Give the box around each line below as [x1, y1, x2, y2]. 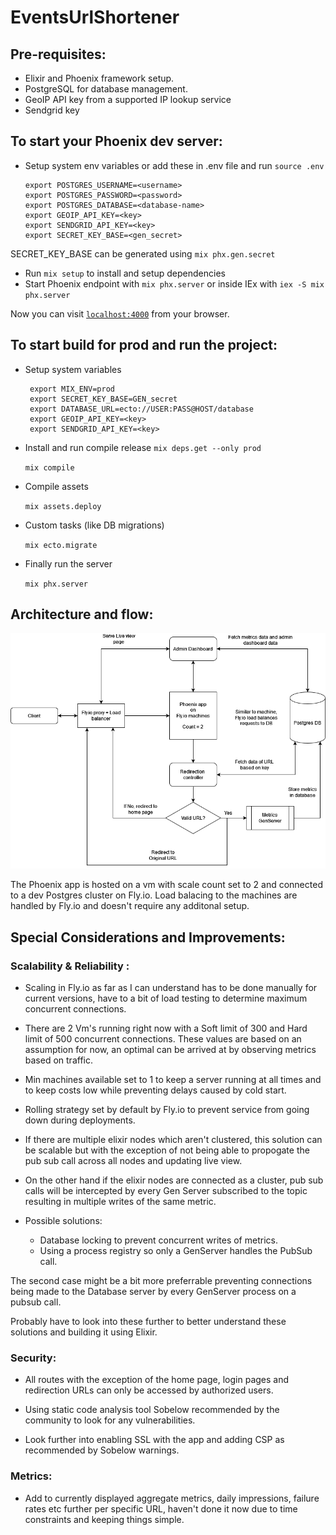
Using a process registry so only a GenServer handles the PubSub [39, 1245, 313, 1257]
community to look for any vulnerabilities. [24, 1414, 196, 1426]
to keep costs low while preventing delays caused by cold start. [24, 1084, 287, 1096]
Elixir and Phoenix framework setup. [24, 72, 175, 84]
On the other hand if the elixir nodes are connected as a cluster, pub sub [24, 1174, 324, 1186]
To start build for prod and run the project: [10, 337, 278, 354]
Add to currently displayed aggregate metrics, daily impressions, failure [24, 1492, 320, 1504]
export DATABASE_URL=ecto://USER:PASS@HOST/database [29, 404, 254, 414]
